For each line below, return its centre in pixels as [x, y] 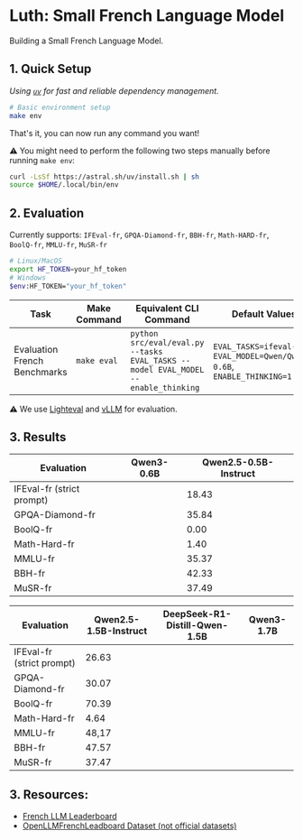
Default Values [264, 314]
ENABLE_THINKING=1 [252, 376]
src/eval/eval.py [167, 342]
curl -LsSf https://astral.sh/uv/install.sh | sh [105, 177]
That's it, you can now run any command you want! [105, 133]
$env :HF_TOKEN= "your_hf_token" [68, 286]
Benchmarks [41, 372]
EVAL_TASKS [154, 360]
